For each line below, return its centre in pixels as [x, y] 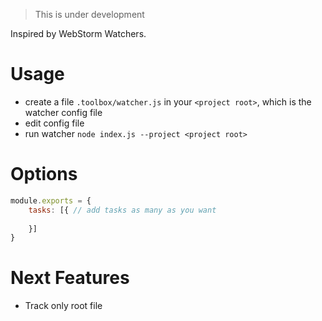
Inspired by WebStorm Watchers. [78, 33]
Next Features [70, 278]
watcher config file [63, 112]
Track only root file [63, 306]
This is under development [89, 14]
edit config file [54, 123]
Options [44, 174]
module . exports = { [51, 200]
